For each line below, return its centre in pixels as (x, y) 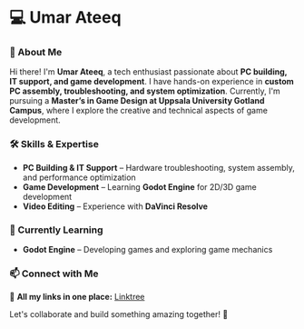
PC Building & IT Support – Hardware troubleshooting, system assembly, (158, 167)
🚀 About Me (36, 53)
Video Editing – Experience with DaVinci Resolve (115, 206)
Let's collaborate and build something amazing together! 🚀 (119, 314)
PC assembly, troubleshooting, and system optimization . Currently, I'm (145, 91)
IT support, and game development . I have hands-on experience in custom (152, 82)
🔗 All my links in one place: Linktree (77, 297)
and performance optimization (79, 177)
